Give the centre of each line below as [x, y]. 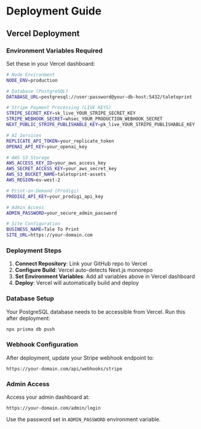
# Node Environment [31, 75]
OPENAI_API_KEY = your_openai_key [47, 147]
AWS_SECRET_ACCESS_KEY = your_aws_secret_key [62, 169]
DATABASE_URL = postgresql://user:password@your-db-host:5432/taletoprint [99, 97]
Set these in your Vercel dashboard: [51, 63]
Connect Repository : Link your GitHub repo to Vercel [81, 264]
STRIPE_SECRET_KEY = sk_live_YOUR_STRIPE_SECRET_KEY [71, 113]
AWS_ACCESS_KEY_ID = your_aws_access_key [56, 163]
